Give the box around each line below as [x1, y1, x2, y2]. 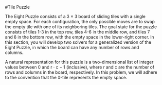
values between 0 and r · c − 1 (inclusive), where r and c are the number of [5, 64, 155, 70]
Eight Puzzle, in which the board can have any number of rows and [5, 45, 140, 50]
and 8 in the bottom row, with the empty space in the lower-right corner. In [5, 34, 154, 40]
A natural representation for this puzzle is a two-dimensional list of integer [5, 59, 154, 65]
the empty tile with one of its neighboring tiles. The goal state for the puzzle [5, 24, 157, 30]
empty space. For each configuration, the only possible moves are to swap [5, 19, 155, 24]
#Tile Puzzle [5, 4, 30, 10]
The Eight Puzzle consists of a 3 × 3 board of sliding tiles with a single [5, 14, 146, 19]
